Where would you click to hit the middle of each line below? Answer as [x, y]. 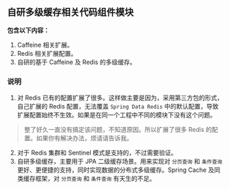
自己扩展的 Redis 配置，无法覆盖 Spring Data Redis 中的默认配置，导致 [118, 107]
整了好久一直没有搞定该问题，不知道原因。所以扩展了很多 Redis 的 [118, 130]
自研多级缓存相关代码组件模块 [70, 12]
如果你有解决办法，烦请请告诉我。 [84, 138]
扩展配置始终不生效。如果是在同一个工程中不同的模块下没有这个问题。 [117, 115]
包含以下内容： [28, 30]
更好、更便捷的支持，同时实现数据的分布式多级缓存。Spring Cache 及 [116, 170]
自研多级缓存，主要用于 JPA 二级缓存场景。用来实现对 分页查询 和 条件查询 [120, 162]
